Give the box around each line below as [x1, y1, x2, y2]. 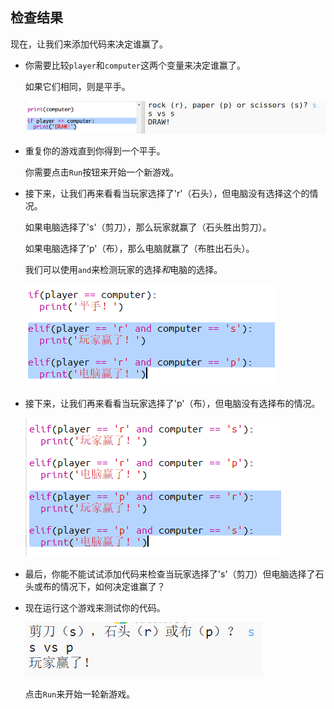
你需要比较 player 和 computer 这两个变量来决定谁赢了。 [24, 59, 247, 71]
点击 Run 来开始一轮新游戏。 [24, 688, 136, 700]
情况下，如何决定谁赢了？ [59, 581, 166, 593]
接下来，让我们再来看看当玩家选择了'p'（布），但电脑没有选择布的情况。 [24, 398, 321, 410]
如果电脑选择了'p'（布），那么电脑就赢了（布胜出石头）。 [24, 243, 255, 255]
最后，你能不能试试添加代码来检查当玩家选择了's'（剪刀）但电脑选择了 [24, 568, 316, 580]
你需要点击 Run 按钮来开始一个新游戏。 [24, 166, 180, 178]
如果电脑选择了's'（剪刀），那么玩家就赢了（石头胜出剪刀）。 [24, 221, 272, 233]
